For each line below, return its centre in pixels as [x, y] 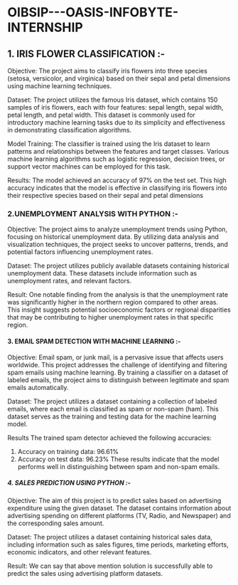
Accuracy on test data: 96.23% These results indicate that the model [118, 459]
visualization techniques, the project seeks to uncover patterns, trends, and [118, 244]
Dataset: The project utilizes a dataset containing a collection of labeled [112, 401]
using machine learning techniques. [60, 86]
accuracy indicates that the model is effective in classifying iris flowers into [117, 188]
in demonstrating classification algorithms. [70, 130]
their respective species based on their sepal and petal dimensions [106, 195]
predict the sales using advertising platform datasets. [85, 574]
